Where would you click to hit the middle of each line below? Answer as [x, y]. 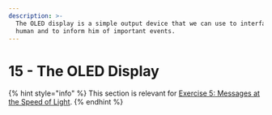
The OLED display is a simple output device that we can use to [126, 23]
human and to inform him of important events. [96, 31]
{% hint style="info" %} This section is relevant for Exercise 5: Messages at [134, 93]
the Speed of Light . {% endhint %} [66, 102]
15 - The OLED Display [84, 71]
